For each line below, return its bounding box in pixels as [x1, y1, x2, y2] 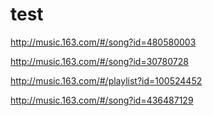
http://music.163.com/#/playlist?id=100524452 [10, 74, 203, 87]
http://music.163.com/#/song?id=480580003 [10, 36, 197, 48]
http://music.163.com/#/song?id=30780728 [10, 55, 189, 67]
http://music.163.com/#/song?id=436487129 [10, 94, 194, 106]
